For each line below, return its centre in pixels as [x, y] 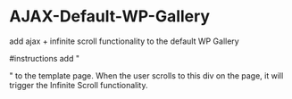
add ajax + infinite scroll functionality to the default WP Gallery [124, 41]
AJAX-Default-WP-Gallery [110, 16]
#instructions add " [45, 58]
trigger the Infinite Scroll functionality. [79, 85]
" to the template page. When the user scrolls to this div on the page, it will [146, 75]
